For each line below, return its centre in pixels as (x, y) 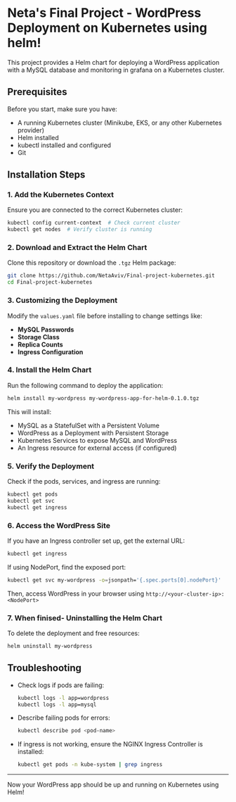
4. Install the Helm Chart (50, 370)
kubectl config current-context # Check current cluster (94, 223)
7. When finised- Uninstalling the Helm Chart (85, 618)
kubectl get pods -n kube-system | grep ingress (90, 765)
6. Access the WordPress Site (59, 525)
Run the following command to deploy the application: (85, 385)
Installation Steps (46, 175)
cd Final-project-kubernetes (50, 282)
